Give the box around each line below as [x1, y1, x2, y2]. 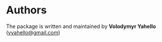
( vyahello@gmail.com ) [6, 29, 60, 36]
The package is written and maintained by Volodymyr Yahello [6, 23, 157, 30]
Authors [6, 3, 47, 17]
